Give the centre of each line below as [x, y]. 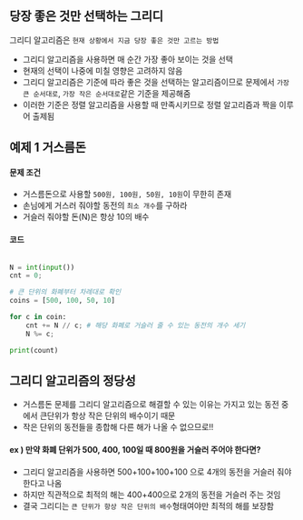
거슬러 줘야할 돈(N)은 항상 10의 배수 [86, 217]
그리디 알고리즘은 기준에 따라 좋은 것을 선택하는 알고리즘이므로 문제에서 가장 [156, 82]
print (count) [34, 350]
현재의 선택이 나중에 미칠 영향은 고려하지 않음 [103, 70]
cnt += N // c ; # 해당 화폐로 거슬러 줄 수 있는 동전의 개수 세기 [136, 325]
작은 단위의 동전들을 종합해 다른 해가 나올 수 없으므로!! [118, 427]
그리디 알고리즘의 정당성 [73, 381]
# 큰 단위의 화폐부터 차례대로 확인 [65, 292]
